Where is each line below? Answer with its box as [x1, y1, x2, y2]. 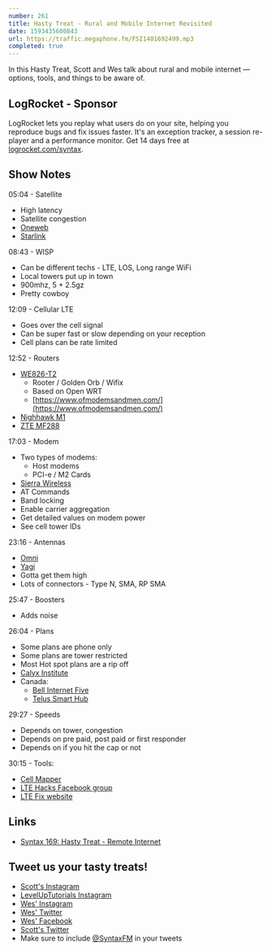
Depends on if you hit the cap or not [19, 742, 141, 753]
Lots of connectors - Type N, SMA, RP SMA [19, 578, 166, 588]
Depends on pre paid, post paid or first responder [19, 734, 187, 744]
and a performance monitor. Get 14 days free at [31, 135, 190, 145]
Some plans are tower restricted [19, 650, 128, 660]
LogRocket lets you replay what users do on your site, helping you [8, 118, 230, 128]
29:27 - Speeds [8, 709, 61, 719]
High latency [19, 205, 63, 215]
